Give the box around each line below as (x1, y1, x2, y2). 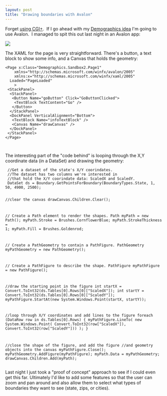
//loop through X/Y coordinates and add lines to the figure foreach (5, 313, 153, 318)
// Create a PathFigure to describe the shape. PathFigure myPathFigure (5, 263, 160, 268)
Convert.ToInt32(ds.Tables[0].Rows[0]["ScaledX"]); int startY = (5, 288, 144, 293)
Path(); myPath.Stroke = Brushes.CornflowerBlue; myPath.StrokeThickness (5, 218, 162, 223)
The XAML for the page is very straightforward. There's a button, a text (5, 50, 151, 56)
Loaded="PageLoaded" (9, 78, 52, 83)
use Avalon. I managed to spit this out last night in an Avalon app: (5, 31, 141, 37)
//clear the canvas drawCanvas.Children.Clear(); (5, 197, 111, 202)
